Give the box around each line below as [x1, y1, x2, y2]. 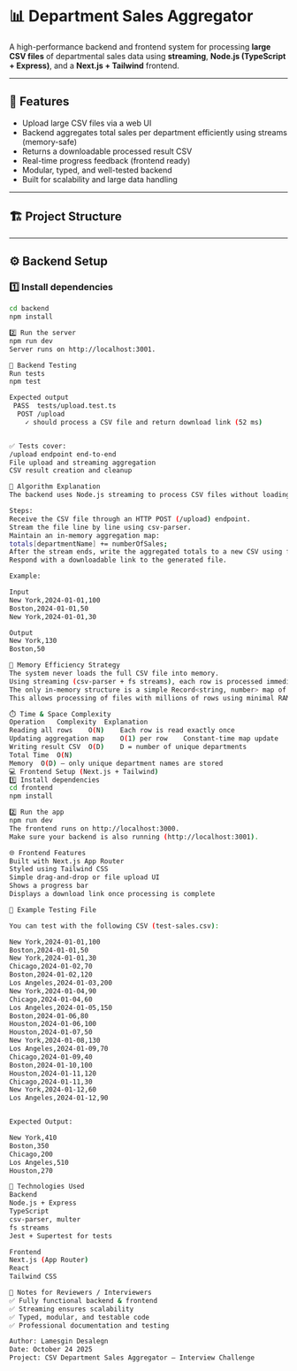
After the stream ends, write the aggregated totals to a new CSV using [9, 548, 283, 556]
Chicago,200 [9, 1150, 53, 1159]
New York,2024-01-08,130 [9, 1036, 101, 1045]
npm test [9, 377, 42, 387]
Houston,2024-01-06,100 [9, 1020, 97, 1029]
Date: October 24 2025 [9, 1345, 93, 1354]
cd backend [9, 304, 49, 313]
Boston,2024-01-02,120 [9, 970, 93, 979]
